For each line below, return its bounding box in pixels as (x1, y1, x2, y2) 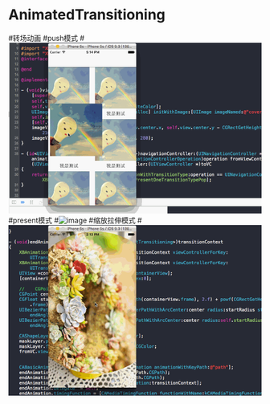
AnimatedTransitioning (8, 6, 166, 24)
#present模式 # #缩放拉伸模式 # (8, 215, 142, 225)
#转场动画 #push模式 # (8, 33, 84, 43)
